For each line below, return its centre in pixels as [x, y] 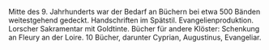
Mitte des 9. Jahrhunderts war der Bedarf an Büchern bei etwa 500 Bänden [134, 12]
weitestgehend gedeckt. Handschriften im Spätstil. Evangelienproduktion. [131, 20]
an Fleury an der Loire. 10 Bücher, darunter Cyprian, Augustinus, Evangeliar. [135, 37]
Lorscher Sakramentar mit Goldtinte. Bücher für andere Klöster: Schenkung [134, 29]
